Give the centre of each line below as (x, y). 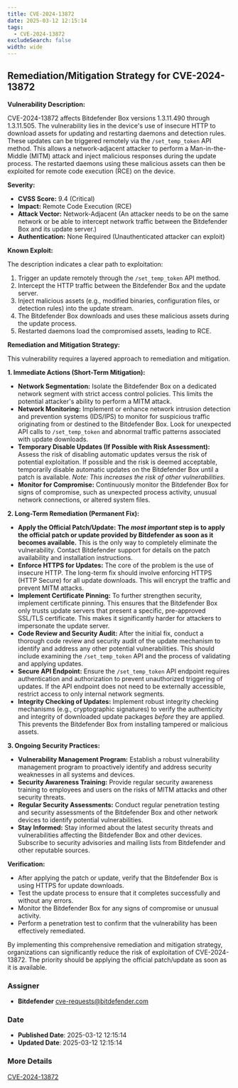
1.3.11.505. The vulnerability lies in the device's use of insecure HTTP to (112, 125)
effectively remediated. (52, 931)
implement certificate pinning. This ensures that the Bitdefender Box (118, 603)
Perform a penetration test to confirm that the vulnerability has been (117, 923)
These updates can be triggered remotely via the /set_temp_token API (109, 140)
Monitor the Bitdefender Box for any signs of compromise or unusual (118, 908)
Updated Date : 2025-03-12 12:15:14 (70, 1043)
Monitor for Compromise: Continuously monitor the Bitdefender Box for (123, 485)
